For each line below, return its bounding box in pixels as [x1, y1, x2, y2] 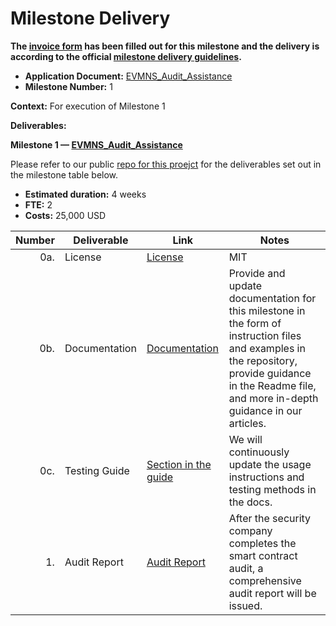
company [228, 523, 273, 537]
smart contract [228, 548, 298, 562]
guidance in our [228, 403, 303, 417]
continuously [228, 445, 290, 459]
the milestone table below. [10, 168, 119, 181]
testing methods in [228, 482, 317, 496]
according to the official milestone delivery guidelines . [10, 50, 242, 62]
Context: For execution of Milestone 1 [10, 100, 166, 112]
